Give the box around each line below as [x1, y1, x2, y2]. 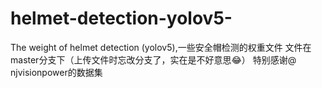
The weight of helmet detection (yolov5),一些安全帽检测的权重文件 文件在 [10, 41, 312, 53]
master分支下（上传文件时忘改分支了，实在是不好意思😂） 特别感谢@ [10, 53, 297, 66]
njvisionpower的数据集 [10, 66, 103, 78]
